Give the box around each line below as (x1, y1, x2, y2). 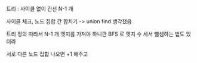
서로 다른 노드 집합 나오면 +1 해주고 (6, 51, 88, 58)
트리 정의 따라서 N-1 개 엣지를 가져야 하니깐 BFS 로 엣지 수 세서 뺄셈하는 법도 (6, 30, 185, 37)
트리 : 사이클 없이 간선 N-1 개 (6, 5, 73, 12)
